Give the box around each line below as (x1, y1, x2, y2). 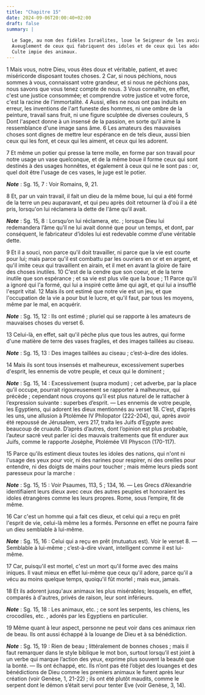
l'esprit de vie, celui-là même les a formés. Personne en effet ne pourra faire (6, 519, 198, 527)
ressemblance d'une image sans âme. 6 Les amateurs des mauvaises (6, 124, 181, 132)
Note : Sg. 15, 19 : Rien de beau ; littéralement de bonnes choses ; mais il (6, 642, 189, 650)
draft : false (6, 20, 40, 26)
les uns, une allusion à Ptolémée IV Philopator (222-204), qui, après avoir (6, 411, 190, 419)
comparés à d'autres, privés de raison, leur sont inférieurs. (6, 593, 154, 601)
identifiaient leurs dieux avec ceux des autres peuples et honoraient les (6, 487, 186, 495)
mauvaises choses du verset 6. (6, 319, 85, 326)
